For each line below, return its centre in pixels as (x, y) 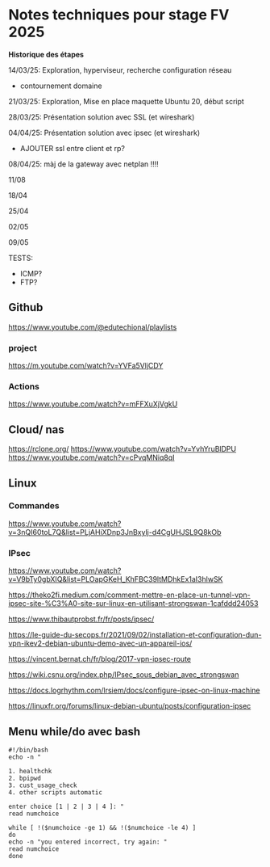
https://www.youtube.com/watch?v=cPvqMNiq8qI (91, 457)
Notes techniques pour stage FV (119, 15)
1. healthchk (30, 771)
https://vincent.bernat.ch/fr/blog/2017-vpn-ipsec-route (100, 659)
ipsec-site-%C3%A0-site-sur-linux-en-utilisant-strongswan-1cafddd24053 (134, 604)
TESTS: (21, 258)
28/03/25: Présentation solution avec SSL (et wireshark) (102, 117)
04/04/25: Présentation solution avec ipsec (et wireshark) (104, 133)
